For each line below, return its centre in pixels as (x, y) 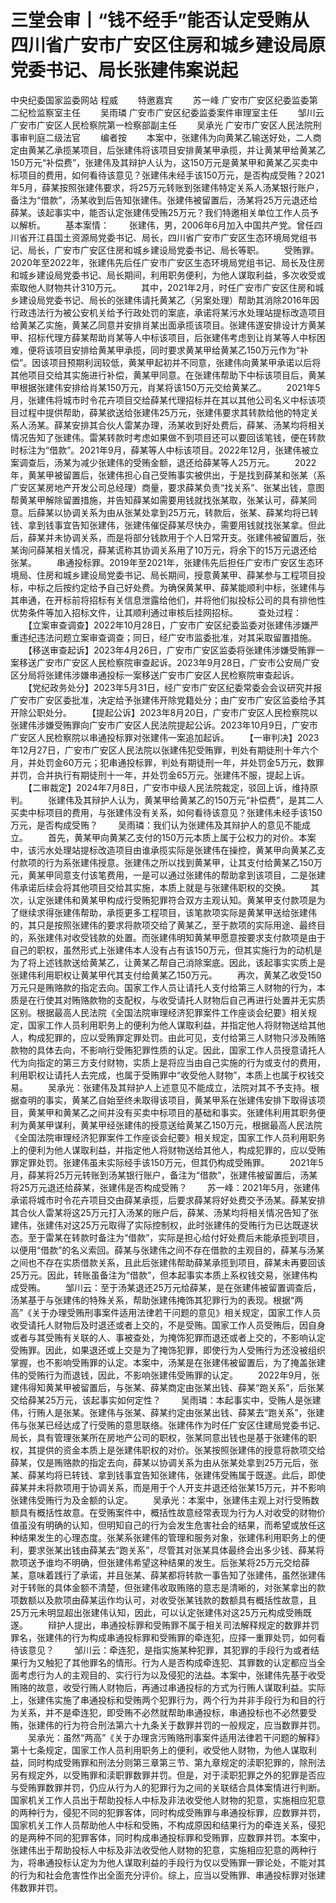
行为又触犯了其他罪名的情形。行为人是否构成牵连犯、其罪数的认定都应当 (167, 1662)
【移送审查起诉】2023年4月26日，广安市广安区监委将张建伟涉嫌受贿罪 (171, 650)
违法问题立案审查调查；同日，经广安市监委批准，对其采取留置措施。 (176, 637)
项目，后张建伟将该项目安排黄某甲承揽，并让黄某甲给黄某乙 (202, 150)
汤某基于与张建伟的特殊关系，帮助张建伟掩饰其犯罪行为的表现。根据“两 (157, 1300)
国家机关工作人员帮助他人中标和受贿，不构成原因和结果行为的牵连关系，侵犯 (168, 1825)
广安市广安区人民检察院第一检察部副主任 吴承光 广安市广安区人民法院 (161, 125)
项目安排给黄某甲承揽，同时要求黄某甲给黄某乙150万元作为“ (176, 350)
